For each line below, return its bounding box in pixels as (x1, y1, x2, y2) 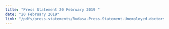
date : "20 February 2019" (5, 12, 59, 17)
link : (5, 16, 17, 21)
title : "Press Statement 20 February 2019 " (5, 7, 100, 12)
